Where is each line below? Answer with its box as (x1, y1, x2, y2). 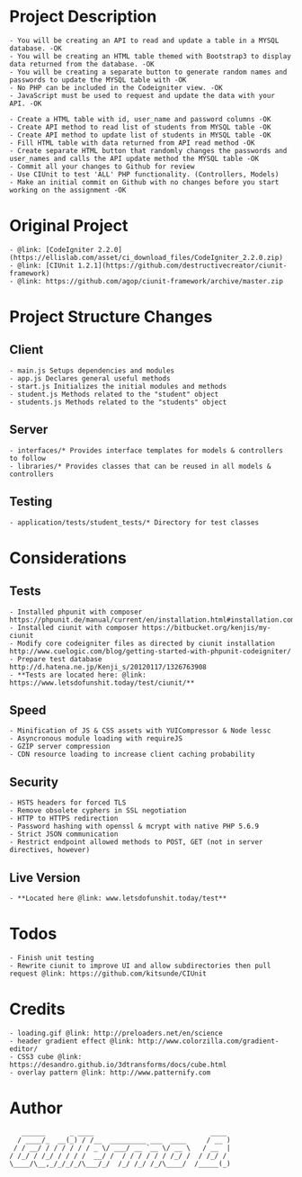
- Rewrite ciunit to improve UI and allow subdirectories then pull (9, 961, 271, 970)
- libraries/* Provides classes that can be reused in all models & (9, 462, 271, 471)
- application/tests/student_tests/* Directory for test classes (9, 517, 259, 527)
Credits (9, 999, 66, 1020)
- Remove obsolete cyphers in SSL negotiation (9, 806, 187, 815)
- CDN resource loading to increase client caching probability (9, 750, 255, 759)
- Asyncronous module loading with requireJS (9, 734, 182, 743)
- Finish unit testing (9, 953, 94, 962)
